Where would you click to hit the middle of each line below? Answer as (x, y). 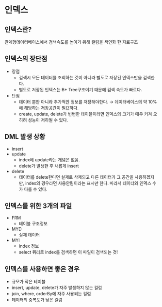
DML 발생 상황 (25, 137)
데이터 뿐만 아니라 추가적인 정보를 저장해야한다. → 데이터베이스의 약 (83, 102)
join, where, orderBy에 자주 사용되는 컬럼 (51, 294)
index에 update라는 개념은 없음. (49, 160)
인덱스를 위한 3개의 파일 (38, 206)
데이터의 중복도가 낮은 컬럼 (37, 300)
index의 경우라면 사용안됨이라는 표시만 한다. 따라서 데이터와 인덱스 (88, 183)
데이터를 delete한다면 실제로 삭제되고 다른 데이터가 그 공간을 (76, 177)
